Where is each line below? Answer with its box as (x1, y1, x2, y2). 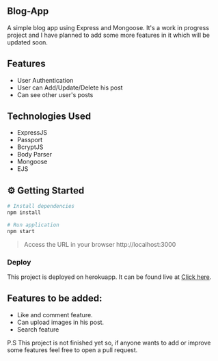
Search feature (16, 325, 59, 334)
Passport (16, 136, 43, 144)
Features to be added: (7, 293, 103, 304)
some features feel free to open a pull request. (7, 345, 138, 354)
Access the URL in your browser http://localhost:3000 (23, 240, 176, 248)
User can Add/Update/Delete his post (16, 83, 123, 92)
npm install (7, 209, 41, 216)
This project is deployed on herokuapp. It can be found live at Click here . (7, 273, 212, 281)
